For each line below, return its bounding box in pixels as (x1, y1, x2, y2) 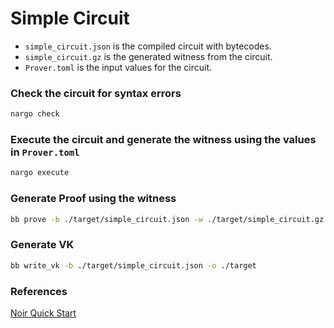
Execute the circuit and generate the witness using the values (10, 133, 317, 147)
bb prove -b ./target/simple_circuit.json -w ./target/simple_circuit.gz (10, 214, 325, 224)
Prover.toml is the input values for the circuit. (24, 61, 213, 73)
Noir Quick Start (10, 307, 77, 319)
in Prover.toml (10, 145, 80, 159)
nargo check (10, 109, 60, 119)
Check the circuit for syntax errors (10, 86, 182, 100)
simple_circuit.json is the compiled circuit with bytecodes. (24, 40, 272, 52)
